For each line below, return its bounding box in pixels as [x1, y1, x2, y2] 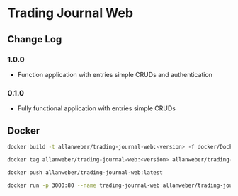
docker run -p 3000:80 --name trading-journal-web [7, 182, 160, 189]
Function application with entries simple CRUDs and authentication [17, 70, 212, 79]
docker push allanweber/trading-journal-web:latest [7, 168, 163, 176]
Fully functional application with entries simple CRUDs [17, 104, 176, 113]
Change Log [7, 33, 62, 45]
